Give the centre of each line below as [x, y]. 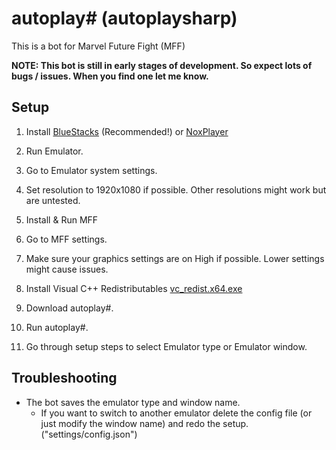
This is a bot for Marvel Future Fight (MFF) [98, 46]
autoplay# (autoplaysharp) [124, 18]
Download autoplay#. [69, 308]
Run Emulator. [54, 151]
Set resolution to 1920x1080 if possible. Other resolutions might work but [176, 189]
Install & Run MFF [62, 219]
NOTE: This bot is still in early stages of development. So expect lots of [162, 65]
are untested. [53, 200]
